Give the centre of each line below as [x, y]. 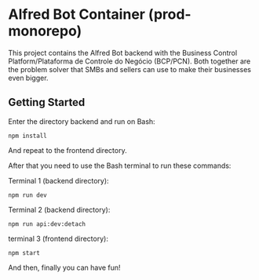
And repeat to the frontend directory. [67, 150]
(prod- [170, 15]
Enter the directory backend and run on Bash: [82, 121]
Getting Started [47, 102]
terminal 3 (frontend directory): [58, 238]
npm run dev [27, 195]
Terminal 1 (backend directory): [58, 180]
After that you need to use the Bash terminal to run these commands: [120, 165]
